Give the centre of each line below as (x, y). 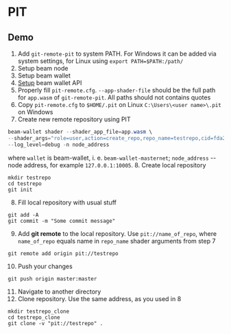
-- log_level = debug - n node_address (59, 145)
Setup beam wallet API (50, 83)
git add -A (23, 215)
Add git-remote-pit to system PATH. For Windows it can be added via (117, 53)
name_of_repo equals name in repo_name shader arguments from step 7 (117, 241)
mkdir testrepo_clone (39, 311)
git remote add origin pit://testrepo (63, 253)
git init (20, 189)
